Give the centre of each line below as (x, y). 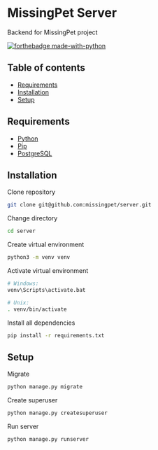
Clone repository (31, 192)
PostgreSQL (35, 153)
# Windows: (23, 283)
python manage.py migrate (45, 387)
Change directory (33, 218)
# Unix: (19, 302)
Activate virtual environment (48, 270)
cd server (22, 231)
